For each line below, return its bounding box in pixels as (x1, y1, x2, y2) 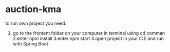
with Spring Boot (12, 40, 49, 46)
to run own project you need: (5, 20, 67, 26)
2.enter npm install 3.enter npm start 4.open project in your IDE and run (12, 35, 164, 41)
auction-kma (5, 4, 62, 15)
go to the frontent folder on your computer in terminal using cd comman (12, 30, 165, 36)
